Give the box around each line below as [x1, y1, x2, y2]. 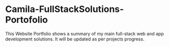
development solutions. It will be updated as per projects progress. [5, 36, 145, 42]
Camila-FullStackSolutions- [5, 3, 124, 15]
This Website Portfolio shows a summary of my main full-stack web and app [5, 30, 164, 36]
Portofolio [5, 14, 48, 25]
